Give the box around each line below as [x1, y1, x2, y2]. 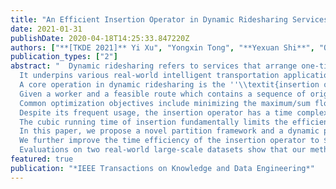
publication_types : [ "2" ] [10, 52, 118, 62]
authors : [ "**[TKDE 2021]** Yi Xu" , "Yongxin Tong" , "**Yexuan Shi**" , [10, 42, 315, 53]
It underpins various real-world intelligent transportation [19, 71, 280, 81]
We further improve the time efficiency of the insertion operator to [19, 136, 320, 146]
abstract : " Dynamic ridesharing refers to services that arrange [10, 61, 298, 71]
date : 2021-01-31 [10, 24, 83, 34]
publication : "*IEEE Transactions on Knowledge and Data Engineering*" [10, 163, 315, 173]
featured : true [10, 154, 74, 164]
